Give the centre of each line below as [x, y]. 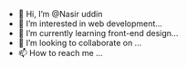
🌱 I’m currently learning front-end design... [98, 33]
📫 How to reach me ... [60, 53]
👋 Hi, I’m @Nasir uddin [60, 14]
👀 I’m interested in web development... [90, 24]
